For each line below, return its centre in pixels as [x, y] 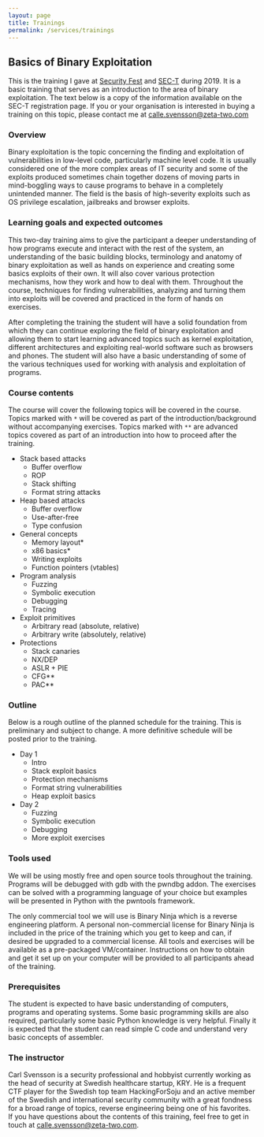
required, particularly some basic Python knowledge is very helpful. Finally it [132, 1020]
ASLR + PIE [50, 668]
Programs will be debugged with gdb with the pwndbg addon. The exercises [132, 884]
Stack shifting [54, 484]
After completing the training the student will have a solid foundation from [128, 322]
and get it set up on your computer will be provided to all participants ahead [131, 957]
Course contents [41, 392]
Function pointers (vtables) [75, 567]
